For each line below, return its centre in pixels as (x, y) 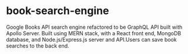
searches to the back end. (38, 46)
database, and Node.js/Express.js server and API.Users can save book (92, 39)
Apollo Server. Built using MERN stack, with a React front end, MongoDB (94, 33)
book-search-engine (58, 11)
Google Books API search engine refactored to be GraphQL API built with (94, 27)
